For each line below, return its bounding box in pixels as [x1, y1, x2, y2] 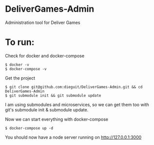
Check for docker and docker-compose [5, 53, 84, 59]
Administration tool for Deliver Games [5, 20, 80, 25]
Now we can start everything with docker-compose [5, 116, 109, 122]
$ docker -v [5, 62, 29, 67]
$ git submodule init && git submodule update [5, 93, 101, 98]
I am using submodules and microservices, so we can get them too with [5, 102, 150, 107]
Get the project [5, 75, 36, 81]
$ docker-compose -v [5, 66, 47, 71]
